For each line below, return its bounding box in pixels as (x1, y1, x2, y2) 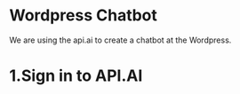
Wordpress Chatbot (9, 5, 158, 26)
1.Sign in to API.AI (9, 66, 143, 86)
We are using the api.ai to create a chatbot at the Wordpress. (9, 35, 232, 45)
